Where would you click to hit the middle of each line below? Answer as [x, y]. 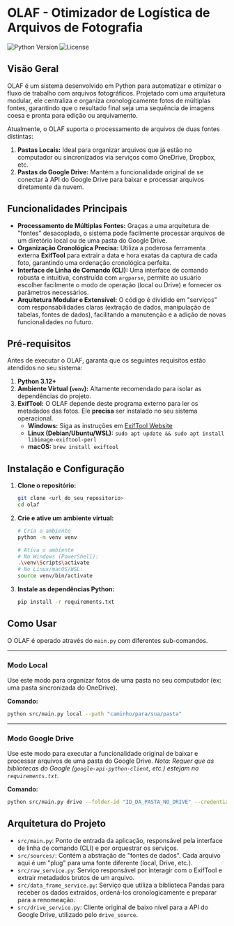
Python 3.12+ [37, 381]
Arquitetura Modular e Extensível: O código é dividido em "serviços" [117, 299]
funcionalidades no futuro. [55, 321]
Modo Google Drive [41, 738]
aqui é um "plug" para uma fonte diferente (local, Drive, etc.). [105, 863]
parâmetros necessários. [53, 292]
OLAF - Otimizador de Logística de [109, 13]
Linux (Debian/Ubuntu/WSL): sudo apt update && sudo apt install [126, 433]
